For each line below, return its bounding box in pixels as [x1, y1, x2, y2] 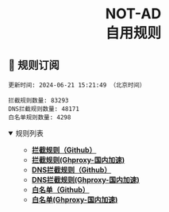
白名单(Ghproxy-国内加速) [31, 195, 118, 204]
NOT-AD [105, 5, 162, 23]
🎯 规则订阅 [8, 58, 60, 71]
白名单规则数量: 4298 [8, 114, 71, 121]
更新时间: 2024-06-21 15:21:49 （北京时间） [8, 81, 146, 89]
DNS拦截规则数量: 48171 [8, 105, 79, 113]
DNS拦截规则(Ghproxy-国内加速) [31, 175, 140, 184]
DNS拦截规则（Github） [31, 165, 112, 175]
